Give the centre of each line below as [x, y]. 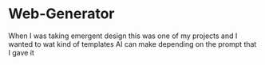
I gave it [21, 52]
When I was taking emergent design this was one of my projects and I [123, 36]
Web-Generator [61, 14]
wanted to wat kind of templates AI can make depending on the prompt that [132, 44]
